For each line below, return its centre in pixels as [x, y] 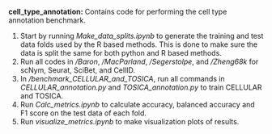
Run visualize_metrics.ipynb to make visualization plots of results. [130, 121]
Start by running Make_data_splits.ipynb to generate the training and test [142, 36]
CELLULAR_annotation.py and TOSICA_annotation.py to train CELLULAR [141, 87]
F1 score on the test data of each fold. [83, 113]
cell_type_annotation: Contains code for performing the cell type [118, 12]
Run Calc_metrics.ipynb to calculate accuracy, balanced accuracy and [137, 105]
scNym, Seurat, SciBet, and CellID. [78, 70]
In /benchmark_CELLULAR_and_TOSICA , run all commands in [122, 79]
